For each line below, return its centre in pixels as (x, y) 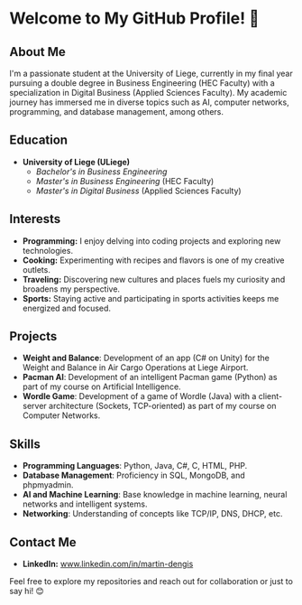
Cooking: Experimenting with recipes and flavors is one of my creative (154, 260)
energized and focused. (66, 308)
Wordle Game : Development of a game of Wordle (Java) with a (139, 396)
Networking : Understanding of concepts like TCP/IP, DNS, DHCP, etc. (152, 514)
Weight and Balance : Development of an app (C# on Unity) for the (146, 358)
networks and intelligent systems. (85, 504)
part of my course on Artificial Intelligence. (102, 386)
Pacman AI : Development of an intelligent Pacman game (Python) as (150, 377)
